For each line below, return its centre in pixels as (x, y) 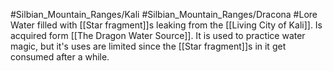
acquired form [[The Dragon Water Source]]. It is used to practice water (158, 35)
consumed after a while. (60, 57)
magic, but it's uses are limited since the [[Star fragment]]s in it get (148, 46)
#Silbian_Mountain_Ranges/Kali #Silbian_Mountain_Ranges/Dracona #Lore (164, 14)
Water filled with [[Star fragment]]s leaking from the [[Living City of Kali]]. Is (166, 25)
